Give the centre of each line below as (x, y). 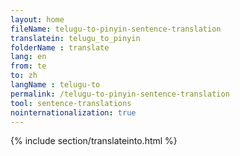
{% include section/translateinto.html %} (94, 141)
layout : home (37, 19)
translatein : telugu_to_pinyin (75, 38)
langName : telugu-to (55, 85)
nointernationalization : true (73, 112)
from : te (28, 66)
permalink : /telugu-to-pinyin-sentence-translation (120, 94)
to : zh (24, 76)
